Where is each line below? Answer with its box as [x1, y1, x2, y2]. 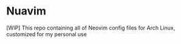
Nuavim [6, 4, 47, 18]
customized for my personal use [6, 30, 87, 37]
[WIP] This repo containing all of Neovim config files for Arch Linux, [6, 24, 176, 31]
